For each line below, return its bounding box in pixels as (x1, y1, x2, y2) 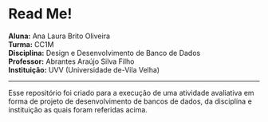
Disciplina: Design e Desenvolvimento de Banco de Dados (8, 48, 201, 57)
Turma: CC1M (8, 39, 54, 49)
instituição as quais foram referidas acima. (8, 104, 148, 114)
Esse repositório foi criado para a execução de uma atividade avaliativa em (8, 88, 254, 97)
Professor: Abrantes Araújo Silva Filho (8, 57, 135, 66)
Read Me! (8, 5, 73, 23)
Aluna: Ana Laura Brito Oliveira (8, 31, 110, 41)
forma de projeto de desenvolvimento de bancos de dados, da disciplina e (8, 96, 253, 106)
